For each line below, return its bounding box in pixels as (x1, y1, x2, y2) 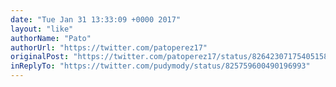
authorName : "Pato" (10, 33, 92, 43)
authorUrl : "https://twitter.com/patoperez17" (10, 42, 208, 53)
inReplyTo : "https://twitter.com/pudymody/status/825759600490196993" (10, 61, 311, 71)
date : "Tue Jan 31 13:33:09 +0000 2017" (10, 14, 182, 25)
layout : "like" (10, 24, 74, 34)
